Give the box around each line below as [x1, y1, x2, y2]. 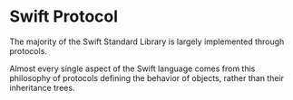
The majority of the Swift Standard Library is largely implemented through [9, 36, 285, 47]
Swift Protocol [9, 6, 119, 27]
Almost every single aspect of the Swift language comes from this [9, 63, 256, 74]
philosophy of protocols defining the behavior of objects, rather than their [9, 72, 284, 83]
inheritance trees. [9, 82, 75, 93]
